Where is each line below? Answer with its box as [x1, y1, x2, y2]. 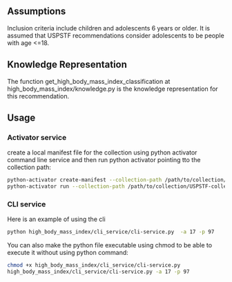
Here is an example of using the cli [7, 215, 106, 224]
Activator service [7, 132, 67, 142]
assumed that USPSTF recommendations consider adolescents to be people [7, 31, 224, 39]
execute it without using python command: [7, 249, 129, 257]
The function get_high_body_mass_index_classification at [7, 77, 171, 85]
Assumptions [7, 6, 66, 17]
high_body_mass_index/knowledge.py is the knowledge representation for [7, 85, 219, 93]
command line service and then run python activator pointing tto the [7, 156, 201, 164]
